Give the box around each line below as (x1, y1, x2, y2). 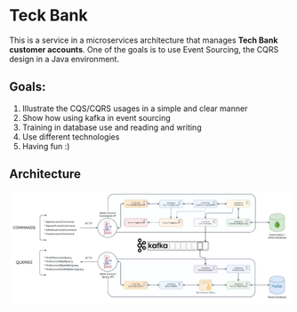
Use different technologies (21, 131, 120, 142)
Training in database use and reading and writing (21, 122, 202, 132)
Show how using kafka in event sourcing (21, 112, 171, 123)
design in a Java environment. (9, 53, 120, 64)
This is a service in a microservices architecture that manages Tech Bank (9, 35, 278, 45)
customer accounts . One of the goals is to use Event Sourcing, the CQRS (9, 44, 279, 54)
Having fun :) (21, 140, 70, 151)
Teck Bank (9, 5, 88, 26)
